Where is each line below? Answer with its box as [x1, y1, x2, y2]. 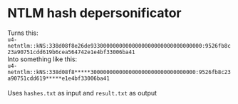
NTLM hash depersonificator [7, 5, 182, 21]
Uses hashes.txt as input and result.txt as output [7, 88, 157, 97]
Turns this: [7, 28, 39, 37]
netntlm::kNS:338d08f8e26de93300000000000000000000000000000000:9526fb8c [7, 42, 232, 49]
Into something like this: [7, 55, 77, 63]
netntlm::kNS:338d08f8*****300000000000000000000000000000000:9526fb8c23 [7, 68, 232, 76]
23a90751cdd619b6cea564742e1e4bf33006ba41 [7, 48, 135, 56]
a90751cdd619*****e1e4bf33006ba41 [7, 75, 110, 82]
